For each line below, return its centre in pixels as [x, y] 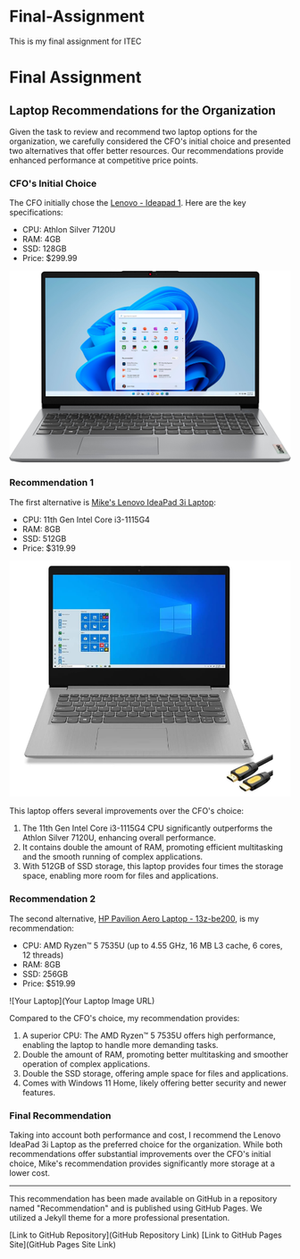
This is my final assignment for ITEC [75, 41]
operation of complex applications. [86, 1064]
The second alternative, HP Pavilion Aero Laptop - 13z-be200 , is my [134, 918]
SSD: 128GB [44, 249]
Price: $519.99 [49, 983]
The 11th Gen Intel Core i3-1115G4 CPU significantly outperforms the [147, 828]
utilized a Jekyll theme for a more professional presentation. [120, 1217]
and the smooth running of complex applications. [112, 857]
